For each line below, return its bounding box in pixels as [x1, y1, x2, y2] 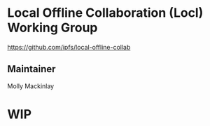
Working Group [7, 20, 98, 36]
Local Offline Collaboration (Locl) [7, 5, 204, 21]
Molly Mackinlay [7, 82, 55, 90]
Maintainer [7, 63, 56, 75]
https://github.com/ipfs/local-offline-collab [7, 43, 131, 51]
